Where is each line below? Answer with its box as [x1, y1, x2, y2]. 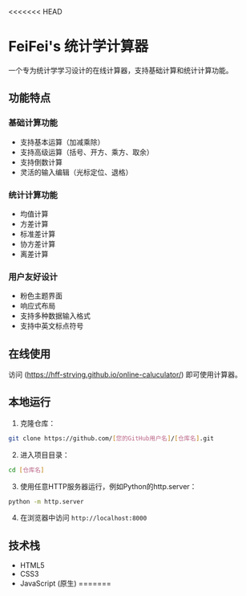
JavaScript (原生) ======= [19, 578, 111, 589]
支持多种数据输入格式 [19, 311, 91, 320]
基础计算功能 [8, 117, 58, 129]
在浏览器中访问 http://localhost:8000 [19, 513, 147, 523]
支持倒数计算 [19, 157, 63, 167]
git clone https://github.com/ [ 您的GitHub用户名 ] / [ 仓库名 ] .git [8, 434, 215, 443]
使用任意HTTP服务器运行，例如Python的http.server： [19, 481, 197, 491]
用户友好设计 [8, 271, 58, 282]
